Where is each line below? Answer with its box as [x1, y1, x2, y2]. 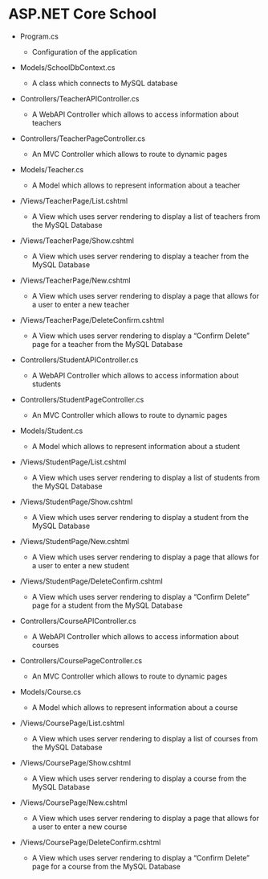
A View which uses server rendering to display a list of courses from [31, 733, 258, 743]
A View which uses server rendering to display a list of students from [31, 473, 261, 482]
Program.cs [19, 31, 59, 41]
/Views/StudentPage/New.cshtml [19, 536, 130, 546]
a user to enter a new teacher [31, 299, 130, 309]
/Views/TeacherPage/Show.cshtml [19, 235, 135, 246]
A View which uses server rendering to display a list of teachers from [31, 211, 261, 221]
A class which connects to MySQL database [31, 78, 178, 88]
